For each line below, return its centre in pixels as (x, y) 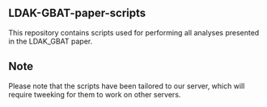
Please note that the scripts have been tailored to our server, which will (127, 86)
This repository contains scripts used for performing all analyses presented (134, 32)
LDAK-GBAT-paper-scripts (77, 13)
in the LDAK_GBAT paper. (51, 41)
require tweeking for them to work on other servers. (95, 94)
